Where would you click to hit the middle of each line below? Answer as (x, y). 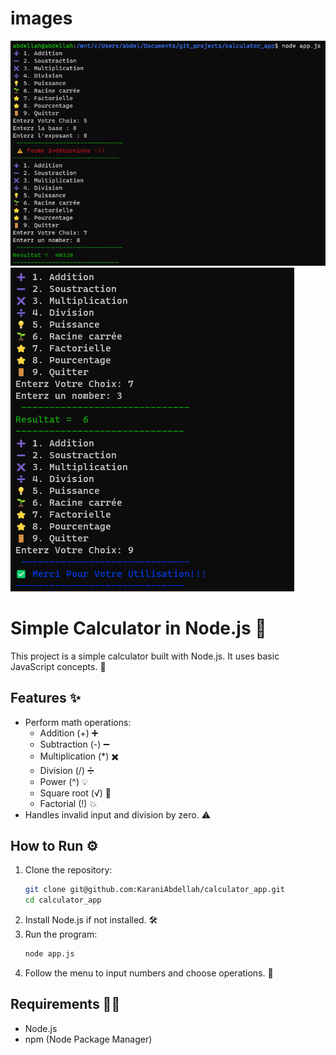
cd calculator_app (63, 900)
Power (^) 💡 (63, 781)
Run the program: (61, 934)
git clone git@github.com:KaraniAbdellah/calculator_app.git (155, 890)
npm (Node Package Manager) (88, 1039)
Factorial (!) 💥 (68, 803)
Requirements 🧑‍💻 (65, 1004)
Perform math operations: (78, 722)
